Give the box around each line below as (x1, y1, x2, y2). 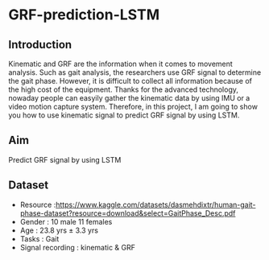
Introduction (8, 38, 72, 52)
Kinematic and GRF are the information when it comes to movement (8, 59, 234, 68)
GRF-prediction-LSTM (8, 6, 159, 24)
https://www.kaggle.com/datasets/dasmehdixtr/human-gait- (56, 200, 256, 209)
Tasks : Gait (19, 233, 60, 243)
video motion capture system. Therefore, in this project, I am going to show (8, 102, 258, 111)
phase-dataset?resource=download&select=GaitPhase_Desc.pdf (19, 208, 236, 218)
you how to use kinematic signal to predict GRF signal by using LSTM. (8, 110, 240, 120)
